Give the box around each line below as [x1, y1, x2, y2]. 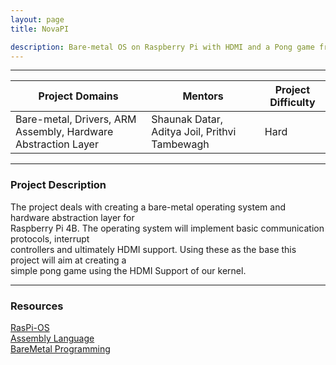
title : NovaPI [10, 24, 70, 34]
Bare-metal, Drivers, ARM [15, 112, 137, 126]
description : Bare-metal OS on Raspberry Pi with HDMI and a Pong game [10, 42, 315, 52]
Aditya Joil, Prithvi [151, 125, 237, 139]
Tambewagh [151, 137, 210, 151]
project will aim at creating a [10, 254, 127, 266]
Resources [10, 299, 64, 313]
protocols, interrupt [10, 232, 90, 245]
